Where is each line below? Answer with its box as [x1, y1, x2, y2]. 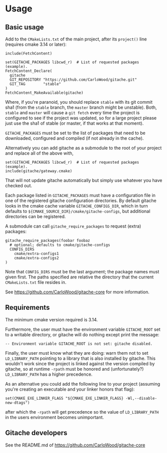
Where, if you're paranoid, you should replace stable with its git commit [5, 99, 153, 105]
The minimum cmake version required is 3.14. [5, 316, 98, 322]
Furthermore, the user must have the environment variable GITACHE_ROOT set [5, 326, 161, 332]
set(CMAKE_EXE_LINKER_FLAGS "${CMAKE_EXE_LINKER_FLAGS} [5, 396, 124, 401]
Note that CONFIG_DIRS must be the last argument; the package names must [5, 269, 160, 274]
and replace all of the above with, [5, 150, 74, 156]
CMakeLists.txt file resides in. [5, 279, 66, 285]
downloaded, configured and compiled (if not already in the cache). [5, 135, 144, 141]
